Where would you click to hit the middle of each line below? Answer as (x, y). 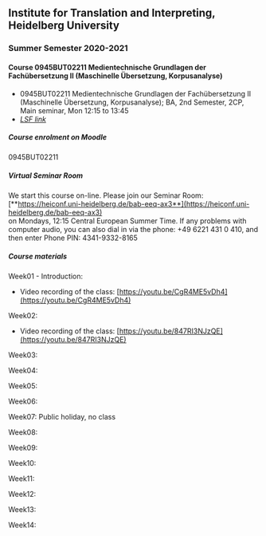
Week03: (23, 355)
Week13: (22, 510)
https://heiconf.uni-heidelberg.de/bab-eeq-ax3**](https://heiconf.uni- (134, 204)
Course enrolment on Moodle (58, 137)
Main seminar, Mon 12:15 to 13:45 (74, 110)
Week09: (23, 448)
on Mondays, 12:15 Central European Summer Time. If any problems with (127, 221)
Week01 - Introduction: (46, 276)
